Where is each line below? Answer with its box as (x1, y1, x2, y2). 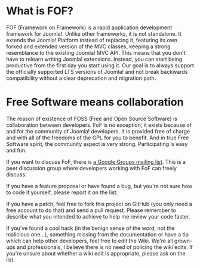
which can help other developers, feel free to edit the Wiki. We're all (6, 237, 173, 244)
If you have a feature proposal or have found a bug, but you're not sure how (6, 182, 193, 189)
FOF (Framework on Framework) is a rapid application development (6, 24, 173, 31)
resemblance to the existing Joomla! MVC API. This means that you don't (6, 49, 186, 56)
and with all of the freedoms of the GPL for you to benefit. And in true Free (6, 134, 189, 141)
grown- (174, 237, 193, 244)
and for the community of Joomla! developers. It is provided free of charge (6, 127, 190, 135)
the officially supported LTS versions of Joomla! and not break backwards (6, 68, 188, 75)
